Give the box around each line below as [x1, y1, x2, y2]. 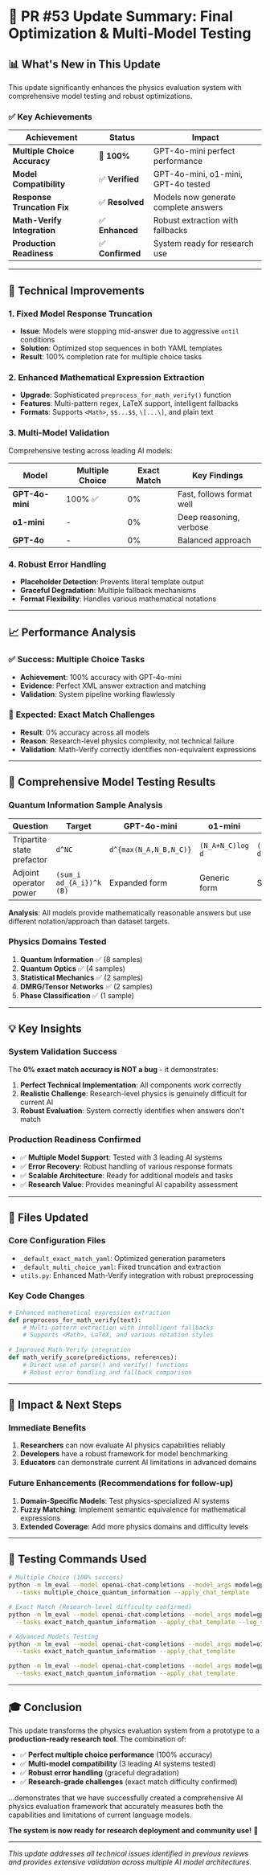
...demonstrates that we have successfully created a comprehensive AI [8, 1792, 243, 1803]
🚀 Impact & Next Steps [8, 1398, 122, 1412]
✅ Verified [99, 174, 139, 185]
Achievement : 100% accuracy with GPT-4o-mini [19, 672, 182, 682]
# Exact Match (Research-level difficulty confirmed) [8, 1603, 193, 1611]
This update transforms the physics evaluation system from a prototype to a [8, 1726, 260, 1735]
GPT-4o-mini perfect [153, 145, 235, 157]
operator [12, 877, 46, 888]
